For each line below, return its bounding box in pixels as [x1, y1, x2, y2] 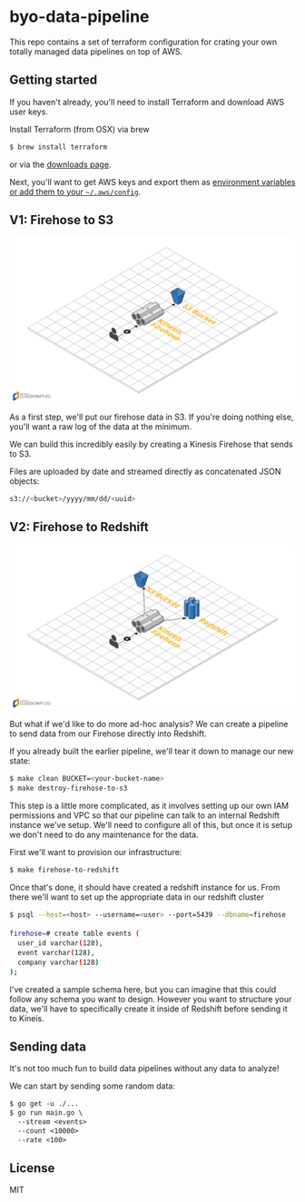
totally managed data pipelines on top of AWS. [9, 45, 183, 56]
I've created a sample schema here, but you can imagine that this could [9, 983, 277, 995]
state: [9, 755, 31, 766]
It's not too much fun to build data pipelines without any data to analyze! [9, 1063, 280, 1074]
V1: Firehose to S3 [9, 212, 114, 228]
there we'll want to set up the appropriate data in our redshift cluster [9, 892, 265, 902]
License [9, 1160, 55, 1176]
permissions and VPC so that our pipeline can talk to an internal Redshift [9, 810, 280, 821]
